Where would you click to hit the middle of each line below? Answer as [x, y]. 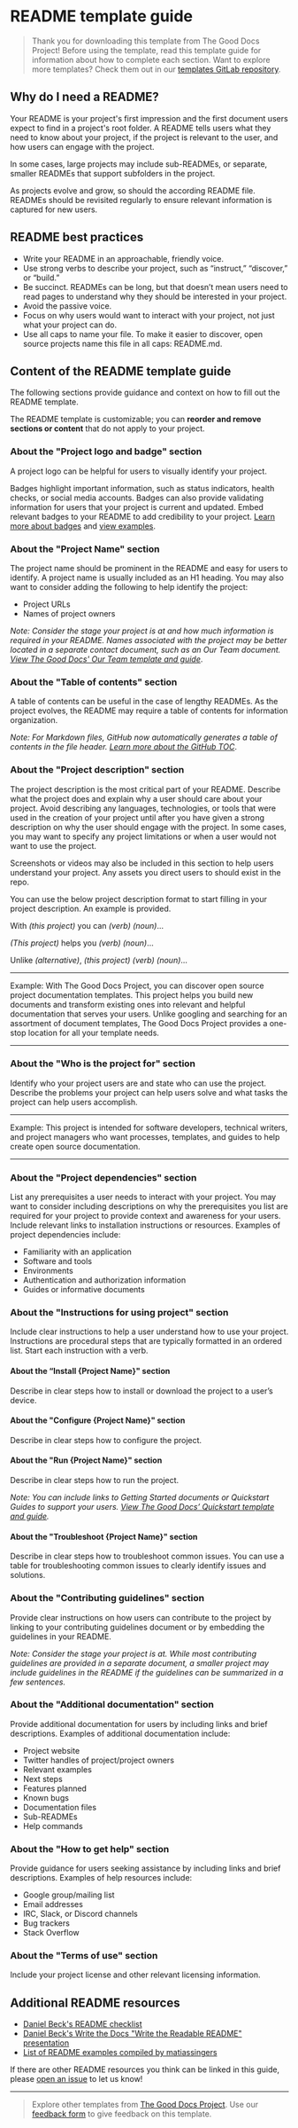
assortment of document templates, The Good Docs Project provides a [139, 1023]
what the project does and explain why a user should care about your [136, 798]
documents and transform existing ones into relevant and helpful [128, 1004]
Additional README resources [95, 2002]
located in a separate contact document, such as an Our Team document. [145, 649]
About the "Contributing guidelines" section [107, 1598]
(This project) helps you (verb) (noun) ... [82, 943]
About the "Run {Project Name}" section [86, 1460]
